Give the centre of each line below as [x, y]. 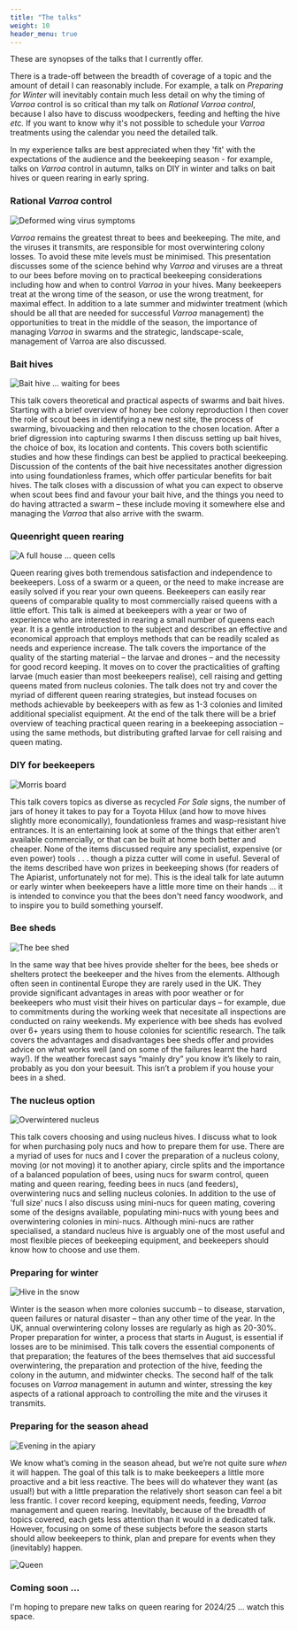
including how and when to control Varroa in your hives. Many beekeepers [146, 284]
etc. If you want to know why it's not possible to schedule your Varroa [138, 123]
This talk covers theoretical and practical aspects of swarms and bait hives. [148, 400]
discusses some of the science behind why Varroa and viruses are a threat [147, 266]
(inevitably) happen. [46, 1548]
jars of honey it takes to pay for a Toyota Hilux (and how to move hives [138, 811]
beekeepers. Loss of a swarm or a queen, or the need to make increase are [147, 582]
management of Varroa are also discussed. [88, 341]
